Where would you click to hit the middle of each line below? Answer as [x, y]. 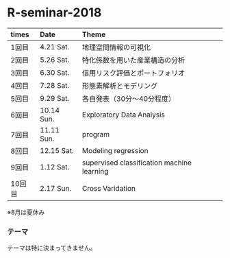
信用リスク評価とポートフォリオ [133, 73]
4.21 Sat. [55, 47]
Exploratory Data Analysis [124, 115]
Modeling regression [115, 150]
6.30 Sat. [55, 72]
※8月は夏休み [26, 212]
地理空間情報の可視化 [116, 47]
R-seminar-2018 [54, 13]
